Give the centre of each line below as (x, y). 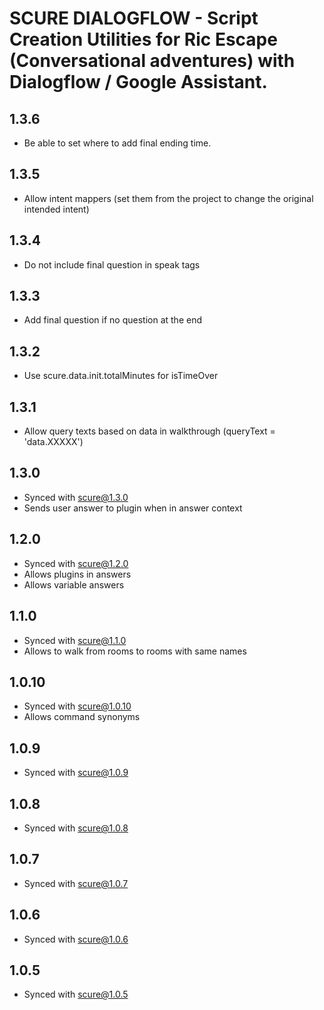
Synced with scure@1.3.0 (76, 497)
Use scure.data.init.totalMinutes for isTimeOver (121, 376)
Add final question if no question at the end (112, 320)
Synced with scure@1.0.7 (76, 883)
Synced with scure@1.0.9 (76, 773)
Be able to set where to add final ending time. (117, 143)
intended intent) (56, 209)
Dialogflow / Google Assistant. (138, 82)
